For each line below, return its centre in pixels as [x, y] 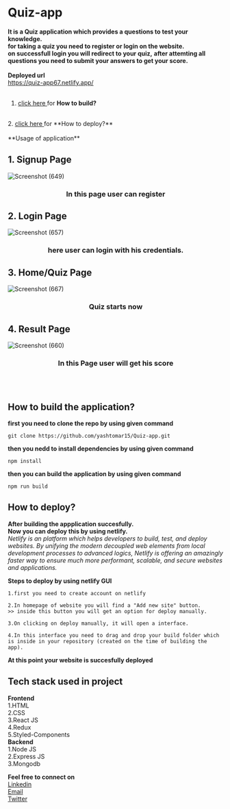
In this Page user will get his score [116, 363]
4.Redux [20, 727]
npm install [25, 461]
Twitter [18, 799]
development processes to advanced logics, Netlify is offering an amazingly [115, 553]
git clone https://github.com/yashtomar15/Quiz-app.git [89, 436]
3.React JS [23, 720]
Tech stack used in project [65, 682]
